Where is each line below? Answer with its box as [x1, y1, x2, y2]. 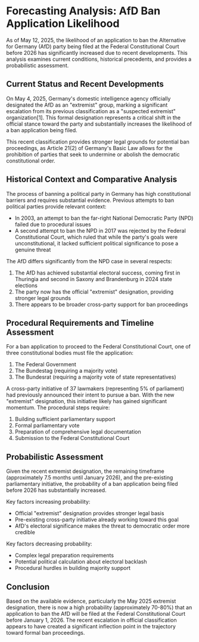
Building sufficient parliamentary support [14, 416, 116, 423]
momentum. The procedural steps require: [6, 404, 110, 412]
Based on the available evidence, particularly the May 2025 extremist [6, 597, 176, 604]
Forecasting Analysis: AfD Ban [6, 4, 161, 18]
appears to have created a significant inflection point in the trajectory [6, 623, 176, 629]
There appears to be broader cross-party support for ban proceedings [14, 301, 188, 308]
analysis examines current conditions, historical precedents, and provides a [6, 55, 192, 63]
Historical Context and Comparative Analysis [6, 174, 178, 185]
